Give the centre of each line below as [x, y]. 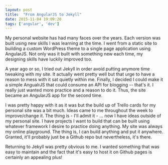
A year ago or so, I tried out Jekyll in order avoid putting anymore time [77, 69]
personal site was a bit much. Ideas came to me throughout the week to [79, 110]
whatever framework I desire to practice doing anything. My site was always [84, 126]
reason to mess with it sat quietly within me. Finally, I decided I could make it [84, 79]
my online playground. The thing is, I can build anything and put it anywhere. [84, 132]
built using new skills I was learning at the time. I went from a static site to [81, 43]
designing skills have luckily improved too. [49, 59]
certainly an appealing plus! [34, 157]
